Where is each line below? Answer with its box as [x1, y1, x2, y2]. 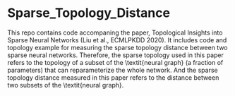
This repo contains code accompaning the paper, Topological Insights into [7, 28, 223, 37]
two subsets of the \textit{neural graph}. [7, 80, 124, 89]
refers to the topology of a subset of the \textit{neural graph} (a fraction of [7, 58, 224, 66]
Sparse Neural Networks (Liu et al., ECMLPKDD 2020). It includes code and [7, 35, 227, 44]
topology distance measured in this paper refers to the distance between [7, 73, 219, 82]
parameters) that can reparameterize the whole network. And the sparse [7, 66, 218, 74]
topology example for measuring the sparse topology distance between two [7, 43, 228, 52]
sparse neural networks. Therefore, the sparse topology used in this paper [7, 51, 224, 59]
